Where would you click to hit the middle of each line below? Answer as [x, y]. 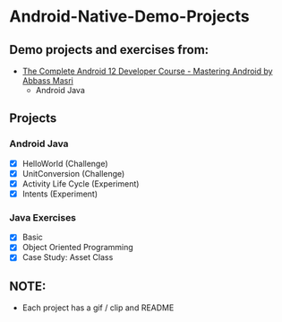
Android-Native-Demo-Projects [129, 17]
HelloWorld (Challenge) [65, 163]
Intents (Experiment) [60, 194]
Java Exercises [43, 217]
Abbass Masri [48, 81]
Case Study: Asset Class [68, 257]
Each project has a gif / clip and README [98, 308]
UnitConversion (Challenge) [73, 173]
